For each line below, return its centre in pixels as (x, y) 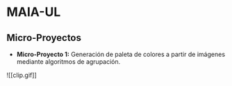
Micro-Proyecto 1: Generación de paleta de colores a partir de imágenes (121, 54)
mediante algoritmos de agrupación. (68, 62)
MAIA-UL (34, 12)
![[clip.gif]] (22, 75)
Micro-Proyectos (44, 38)
